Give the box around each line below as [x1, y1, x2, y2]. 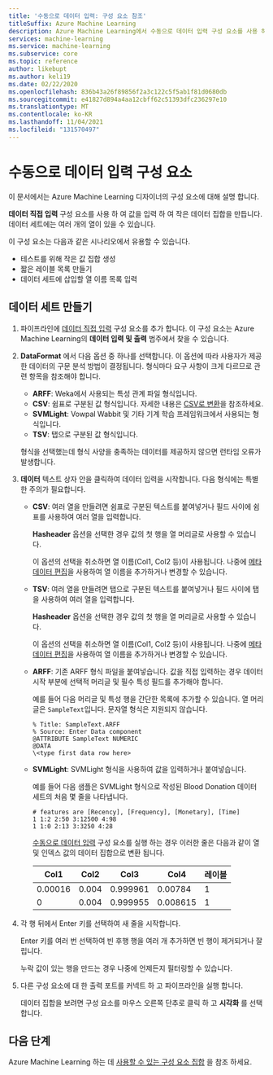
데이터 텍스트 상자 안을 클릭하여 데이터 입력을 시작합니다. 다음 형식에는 [19, 474, 244, 484]
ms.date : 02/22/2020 [8, 80, 79, 88]
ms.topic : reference [8, 58, 79, 66]
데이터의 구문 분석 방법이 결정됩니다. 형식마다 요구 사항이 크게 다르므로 [28, 361, 253, 371]
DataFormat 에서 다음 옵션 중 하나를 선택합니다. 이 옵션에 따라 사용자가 [19, 351, 248, 361]
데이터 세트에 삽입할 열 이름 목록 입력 [19, 274, 138, 283]
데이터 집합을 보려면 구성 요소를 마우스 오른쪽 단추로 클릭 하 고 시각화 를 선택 [19, 998, 263, 1007]
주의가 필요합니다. [28, 484, 86, 494]
